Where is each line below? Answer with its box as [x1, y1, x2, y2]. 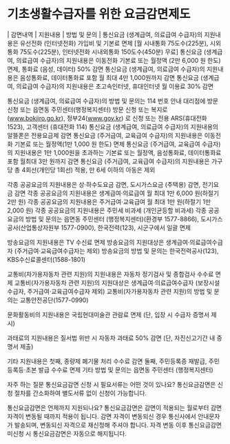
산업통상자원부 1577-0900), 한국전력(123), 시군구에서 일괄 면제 [20, 223, 191, 232]
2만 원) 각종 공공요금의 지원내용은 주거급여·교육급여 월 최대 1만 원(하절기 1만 [7, 197, 211, 205]
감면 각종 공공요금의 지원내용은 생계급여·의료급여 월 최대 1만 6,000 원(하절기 [14, 189, 219, 197]
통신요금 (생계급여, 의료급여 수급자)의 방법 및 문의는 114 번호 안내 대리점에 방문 [7, 97, 219, 105]
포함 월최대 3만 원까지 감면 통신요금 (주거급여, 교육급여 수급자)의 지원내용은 [7, 157, 210, 165]
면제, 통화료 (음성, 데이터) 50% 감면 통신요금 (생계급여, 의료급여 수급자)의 [7, 65, 205, 73]
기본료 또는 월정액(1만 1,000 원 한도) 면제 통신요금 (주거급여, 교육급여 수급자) [14, 139, 221, 148]
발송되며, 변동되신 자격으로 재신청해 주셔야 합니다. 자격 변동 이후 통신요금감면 [14, 421, 222, 429]
